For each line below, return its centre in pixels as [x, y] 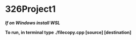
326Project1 [30, 9]
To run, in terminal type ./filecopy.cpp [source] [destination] [68, 32]
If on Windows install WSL [33, 23]
